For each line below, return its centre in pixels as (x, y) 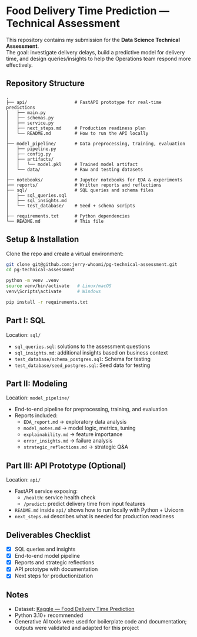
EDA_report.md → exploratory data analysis (75, 422)
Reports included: (36, 415)
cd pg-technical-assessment (41, 270)
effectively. (20, 65)
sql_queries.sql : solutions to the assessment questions (82, 346)
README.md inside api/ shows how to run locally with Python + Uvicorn (99, 510)
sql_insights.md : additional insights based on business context (91, 352)
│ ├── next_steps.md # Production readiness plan (76, 128)
